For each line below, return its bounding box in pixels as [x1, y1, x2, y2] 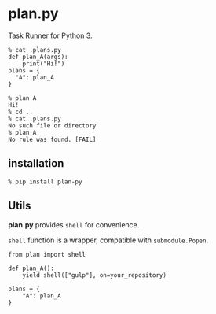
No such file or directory [8, 121, 97, 130]
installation [8, 157, 64, 170]
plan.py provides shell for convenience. [8, 220, 140, 229]
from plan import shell [8, 250, 86, 258]
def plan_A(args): [8, 53, 68, 61]
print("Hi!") [22, 60, 65, 68]
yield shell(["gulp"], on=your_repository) [22, 271, 167, 279]
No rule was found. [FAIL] [8, 135, 97, 143]
